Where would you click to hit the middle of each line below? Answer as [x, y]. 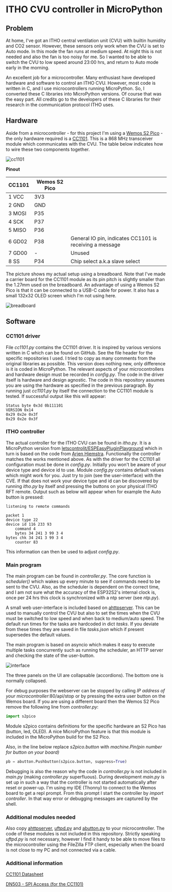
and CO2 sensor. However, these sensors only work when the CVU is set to [85, 46]
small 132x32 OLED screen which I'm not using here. [61, 295]
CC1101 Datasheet [25, 874]
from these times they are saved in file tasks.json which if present [75, 629]
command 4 [26, 529]
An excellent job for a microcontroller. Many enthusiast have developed [80, 77]
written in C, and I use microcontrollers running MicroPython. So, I [75, 88]
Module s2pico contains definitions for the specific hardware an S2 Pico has [86, 726]
